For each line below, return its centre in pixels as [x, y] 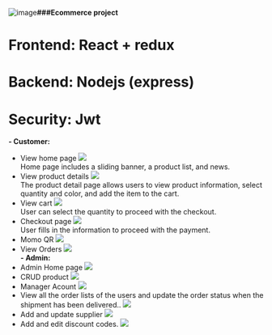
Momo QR [37, 240]
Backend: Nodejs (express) [102, 82]
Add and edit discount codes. [69, 324]
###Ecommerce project [78, 13]
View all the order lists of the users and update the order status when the [142, 295]
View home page [48, 159]
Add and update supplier [62, 315]
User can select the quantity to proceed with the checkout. [118, 212]
